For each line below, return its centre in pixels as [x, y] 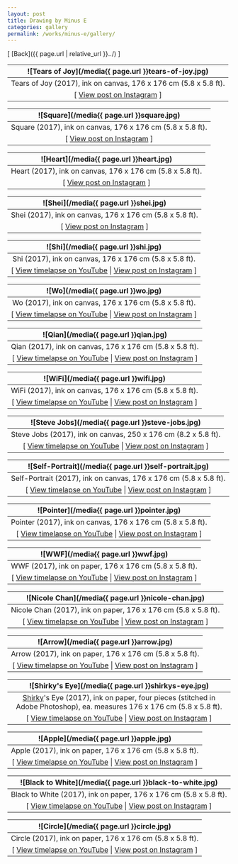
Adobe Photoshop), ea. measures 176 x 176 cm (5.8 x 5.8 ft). [119, 707]
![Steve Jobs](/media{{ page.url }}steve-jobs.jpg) [116, 423]
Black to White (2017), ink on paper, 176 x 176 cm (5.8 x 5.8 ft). [119, 794]
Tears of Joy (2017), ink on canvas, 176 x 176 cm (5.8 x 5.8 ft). [118, 84]
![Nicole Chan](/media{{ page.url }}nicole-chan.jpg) [115, 598]
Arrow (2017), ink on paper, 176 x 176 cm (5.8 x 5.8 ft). [105, 654]
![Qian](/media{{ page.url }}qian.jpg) [105, 335]
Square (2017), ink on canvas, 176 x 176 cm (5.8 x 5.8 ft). [109, 127]
